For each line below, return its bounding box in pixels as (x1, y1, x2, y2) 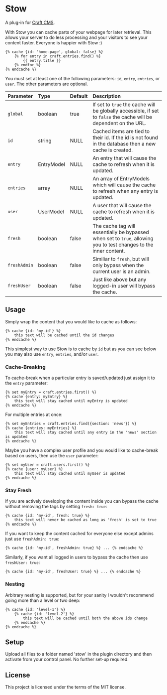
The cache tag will (92, 222, 136, 229)
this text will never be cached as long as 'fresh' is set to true (14, 518, 157, 523)
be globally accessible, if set (92, 107, 159, 114)
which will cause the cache (92, 181, 156, 188)
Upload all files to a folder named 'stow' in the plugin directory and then (5, 651, 152, 657)
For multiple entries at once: (5, 412, 63, 417)
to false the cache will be (92, 113, 153, 120)
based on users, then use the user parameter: (5, 453, 99, 459)
